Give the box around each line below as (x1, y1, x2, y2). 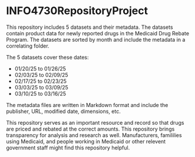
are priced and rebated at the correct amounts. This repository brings (6, 125, 175, 132)
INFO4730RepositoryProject (6, 4, 148, 18)
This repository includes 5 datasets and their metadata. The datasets (6, 24, 173, 31)
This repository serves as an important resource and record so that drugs (6, 119, 184, 126)
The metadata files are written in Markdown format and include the (6, 101, 168, 108)
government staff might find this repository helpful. (6, 144, 130, 151)
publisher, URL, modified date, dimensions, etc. (6, 108, 121, 115)
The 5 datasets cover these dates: (6, 54, 89, 61)
